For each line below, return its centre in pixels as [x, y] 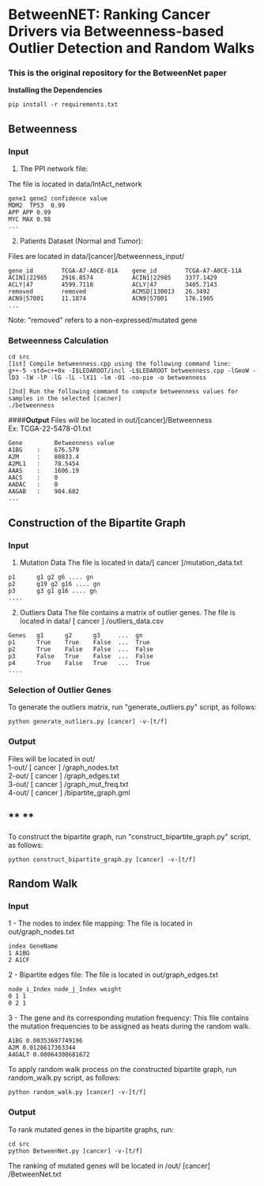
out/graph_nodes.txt [41, 932]
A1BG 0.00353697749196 [45, 1041]
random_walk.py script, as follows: [64, 1078]
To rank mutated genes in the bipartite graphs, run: [91, 1129]
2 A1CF [19, 960]
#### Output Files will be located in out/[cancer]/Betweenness [110, 420]
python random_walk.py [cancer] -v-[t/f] [77, 1093]
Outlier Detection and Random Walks [132, 48]
